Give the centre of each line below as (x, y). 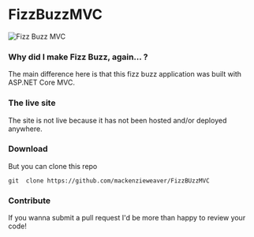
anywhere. (25, 129)
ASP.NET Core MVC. (41, 83)
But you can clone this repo (53, 166)
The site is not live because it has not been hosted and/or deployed (118, 120)
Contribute (30, 201)
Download (28, 149)
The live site (32, 103)
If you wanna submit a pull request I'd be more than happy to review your (127, 218)
